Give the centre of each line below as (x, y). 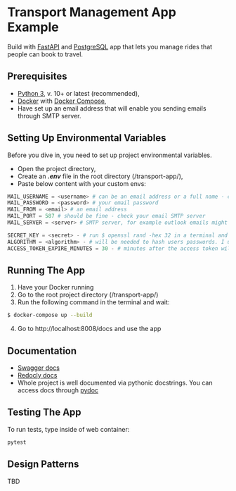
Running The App (46, 270)
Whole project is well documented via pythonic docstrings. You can (115, 383)
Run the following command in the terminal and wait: (93, 302)
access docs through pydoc (58, 390)
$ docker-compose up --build (50, 315)
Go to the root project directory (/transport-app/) (88, 295)
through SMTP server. (49, 116)
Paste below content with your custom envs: (81, 183)
